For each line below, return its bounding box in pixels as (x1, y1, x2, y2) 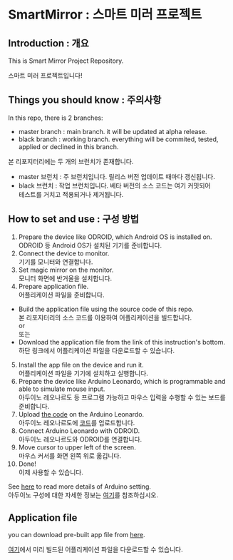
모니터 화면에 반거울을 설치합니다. (18, 274, 113, 282)
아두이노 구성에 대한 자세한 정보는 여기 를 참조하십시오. (8, 490, 159, 499)
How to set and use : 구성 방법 (8, 213, 140, 225)
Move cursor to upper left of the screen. (18, 443, 136, 452)
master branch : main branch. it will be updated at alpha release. (18, 127, 207, 136)
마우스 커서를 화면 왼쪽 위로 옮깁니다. (18, 451, 122, 460)
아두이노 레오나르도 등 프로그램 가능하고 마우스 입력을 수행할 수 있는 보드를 (18, 393, 227, 402)
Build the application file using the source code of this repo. (18, 305, 195, 313)
